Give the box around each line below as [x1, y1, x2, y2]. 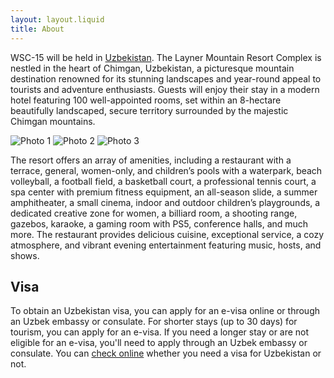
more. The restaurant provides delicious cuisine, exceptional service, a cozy [10, 228, 325, 240]
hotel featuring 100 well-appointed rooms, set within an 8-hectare [10, 94, 282, 106]
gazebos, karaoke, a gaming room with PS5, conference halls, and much [10, 217, 309, 230]
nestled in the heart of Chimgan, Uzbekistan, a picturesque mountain [10, 62, 295, 74]
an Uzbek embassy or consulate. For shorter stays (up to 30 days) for [10, 316, 298, 328]
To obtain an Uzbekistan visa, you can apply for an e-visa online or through [10, 305, 320, 317]
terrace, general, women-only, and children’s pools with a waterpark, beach [10, 164, 323, 176]
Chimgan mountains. [10, 115, 96, 127]
